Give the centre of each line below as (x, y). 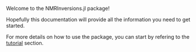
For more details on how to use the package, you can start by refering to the (98, 37)
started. (16, 26)
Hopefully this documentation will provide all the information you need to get (98, 19)
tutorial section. (25, 43)
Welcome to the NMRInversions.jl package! (58, 8)
